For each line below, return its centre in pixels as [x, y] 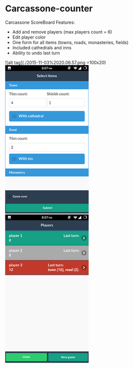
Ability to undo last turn [36, 53]
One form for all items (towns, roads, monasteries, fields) [70, 42]
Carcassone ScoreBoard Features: [40, 22]
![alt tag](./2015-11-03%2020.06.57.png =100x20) [56, 62]
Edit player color [29, 37]
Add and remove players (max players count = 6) [62, 32]
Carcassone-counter [49, 9]
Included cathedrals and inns [42, 47]
